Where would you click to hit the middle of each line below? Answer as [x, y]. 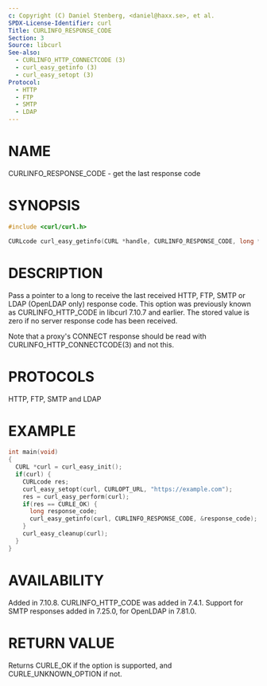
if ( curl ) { [33, 475]
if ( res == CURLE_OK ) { [60, 504]
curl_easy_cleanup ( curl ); [66, 534]
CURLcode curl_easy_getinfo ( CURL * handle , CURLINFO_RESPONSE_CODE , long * [135, 241]
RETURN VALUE [62, 643]
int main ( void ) [33, 452]
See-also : [25, 53]
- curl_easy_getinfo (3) [56, 68]
